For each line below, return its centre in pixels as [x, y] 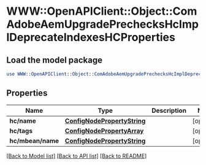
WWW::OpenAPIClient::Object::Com [102, 11]
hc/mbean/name [34, 140]
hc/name [23, 121]
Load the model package [55, 60]
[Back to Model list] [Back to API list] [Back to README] [77, 156]
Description [169, 110]
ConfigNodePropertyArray [104, 131]
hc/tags [21, 131]
